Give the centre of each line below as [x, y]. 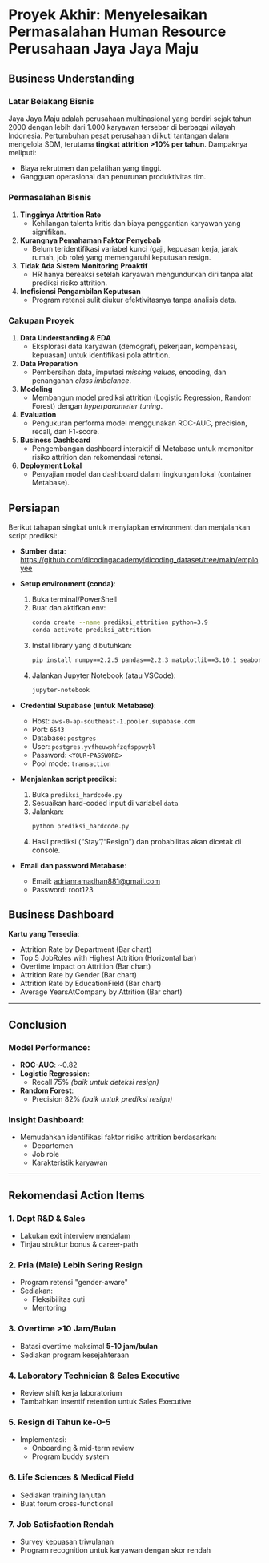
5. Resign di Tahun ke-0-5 [60, 1422]
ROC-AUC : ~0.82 [48, 1065]
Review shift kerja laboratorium [71, 1393]
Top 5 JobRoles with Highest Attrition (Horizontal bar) [108, 958]
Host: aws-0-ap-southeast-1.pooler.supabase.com [113, 721]
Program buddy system [70, 1456]
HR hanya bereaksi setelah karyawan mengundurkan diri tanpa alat [143, 275]
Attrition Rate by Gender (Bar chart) [78, 975]
